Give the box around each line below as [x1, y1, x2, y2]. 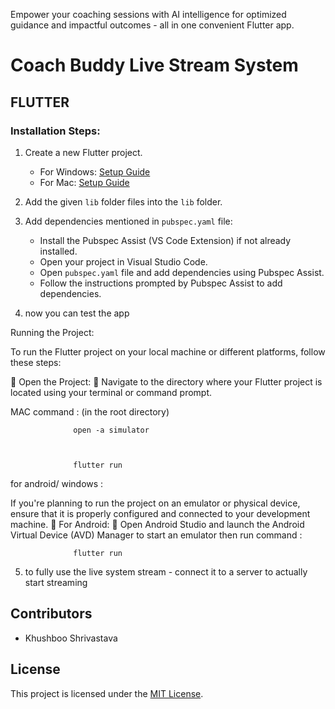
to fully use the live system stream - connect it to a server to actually [24, 565, 308, 578]
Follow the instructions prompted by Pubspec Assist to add [39, 277, 283, 289]
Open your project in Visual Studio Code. [39, 255, 208, 268]
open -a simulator [73, 425, 150, 435]
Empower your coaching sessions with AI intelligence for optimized [10, 9, 287, 20]
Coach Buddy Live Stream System [10, 54, 299, 77]
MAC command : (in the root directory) [10, 405, 170, 418]
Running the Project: [10, 326, 95, 338]
